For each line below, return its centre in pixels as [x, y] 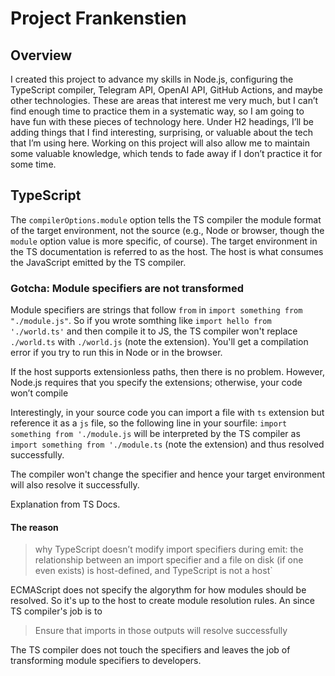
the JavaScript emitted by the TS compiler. [98, 262]
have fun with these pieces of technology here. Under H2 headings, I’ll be [162, 121]
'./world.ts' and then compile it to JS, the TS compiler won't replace [154, 331]
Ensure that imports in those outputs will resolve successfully [161, 631]
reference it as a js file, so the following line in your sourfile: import [149, 423]
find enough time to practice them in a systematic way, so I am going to [157, 111]
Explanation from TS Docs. [65, 504]
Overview [41, 55]
